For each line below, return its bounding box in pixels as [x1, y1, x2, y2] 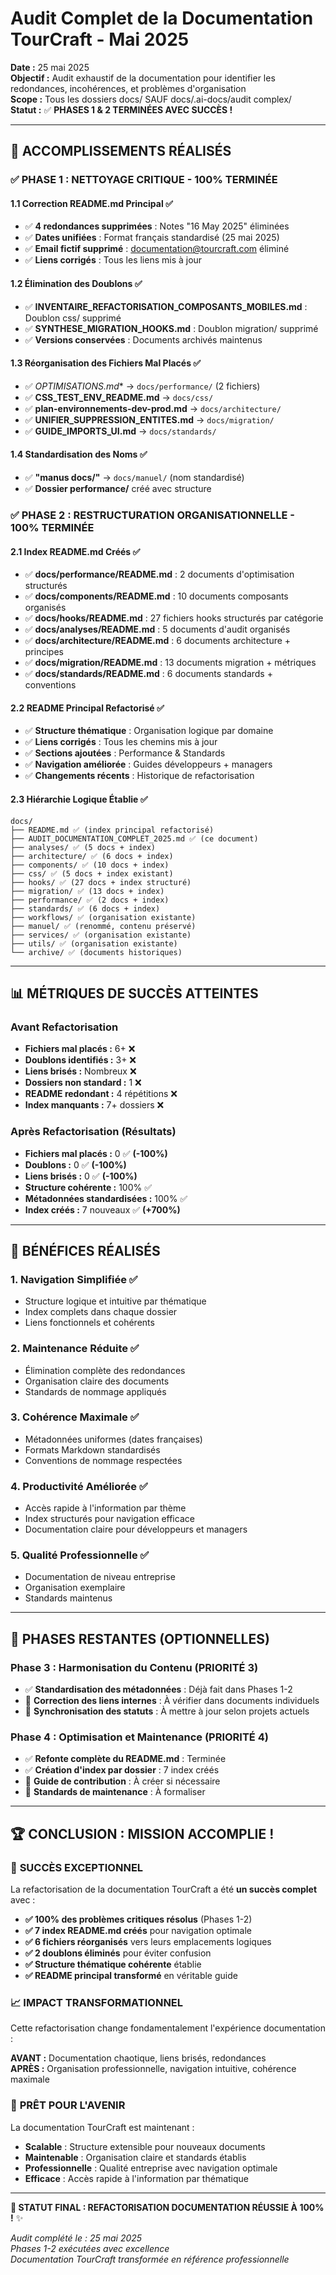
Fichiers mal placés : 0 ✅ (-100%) [24, 1147, 168, 1159]
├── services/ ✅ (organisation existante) [10, 930, 192, 940]
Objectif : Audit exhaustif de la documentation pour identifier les [10, 72, 276, 84]
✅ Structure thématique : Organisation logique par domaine [24, 725, 274, 737]
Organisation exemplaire [24, 1582, 126, 1594]
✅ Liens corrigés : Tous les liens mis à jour [24, 254, 203, 266]
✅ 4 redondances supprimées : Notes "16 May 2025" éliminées [24, 220, 290, 232]
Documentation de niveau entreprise [24, 1571, 176, 1583]
